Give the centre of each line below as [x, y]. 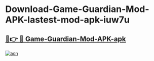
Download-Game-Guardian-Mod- [77, 9]
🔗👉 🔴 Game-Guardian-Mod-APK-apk [66, 39]
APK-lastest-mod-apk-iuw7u [68, 20]
